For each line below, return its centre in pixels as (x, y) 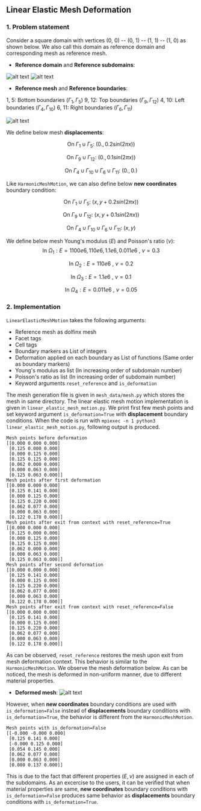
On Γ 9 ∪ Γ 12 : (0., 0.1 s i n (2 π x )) (101, 158)
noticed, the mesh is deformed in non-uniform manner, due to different (94, 674)
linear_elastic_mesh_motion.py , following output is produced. (83, 427)
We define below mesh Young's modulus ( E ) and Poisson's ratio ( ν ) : (91, 241)
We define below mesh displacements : (55, 133)
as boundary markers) (42, 364)
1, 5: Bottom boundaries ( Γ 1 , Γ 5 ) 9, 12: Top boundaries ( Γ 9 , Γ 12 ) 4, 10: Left (95, 100)
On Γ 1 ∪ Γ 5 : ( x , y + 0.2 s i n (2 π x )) (101, 202)
